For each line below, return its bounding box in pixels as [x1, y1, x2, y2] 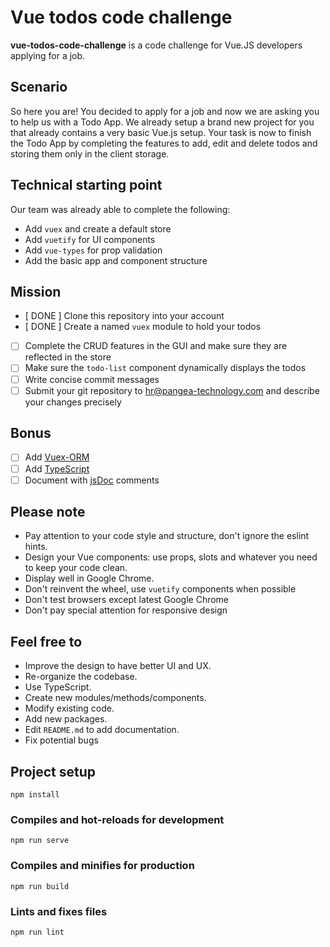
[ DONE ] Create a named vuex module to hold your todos [24, 321, 262, 333]
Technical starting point [10, 177, 163, 194]
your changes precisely [24, 396, 122, 408]
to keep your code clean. [24, 562, 128, 574]
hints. [24, 541, 48, 553]
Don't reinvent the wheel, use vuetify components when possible [24, 583, 297, 595]
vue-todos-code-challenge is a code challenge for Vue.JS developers [10, 39, 303, 51]
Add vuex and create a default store [24, 222, 172, 235]
